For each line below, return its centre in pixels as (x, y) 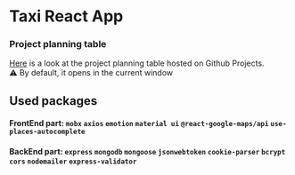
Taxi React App (66, 16)
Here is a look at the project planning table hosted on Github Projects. (137, 63)
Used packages (53, 101)
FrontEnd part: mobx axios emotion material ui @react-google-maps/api (139, 123)
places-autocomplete (48, 132)
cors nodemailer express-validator (73, 162)
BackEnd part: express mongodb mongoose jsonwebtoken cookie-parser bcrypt (147, 152)
